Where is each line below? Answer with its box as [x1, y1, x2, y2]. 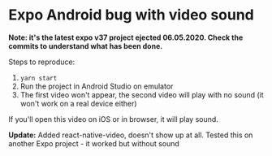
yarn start [19, 74, 58, 82]
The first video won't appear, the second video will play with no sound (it [19, 89, 264, 99]
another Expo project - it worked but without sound [8, 138, 180, 148]
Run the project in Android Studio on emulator [19, 81, 174, 91]
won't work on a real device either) [19, 98, 137, 108]
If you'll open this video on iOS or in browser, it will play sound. [8, 114, 219, 123]
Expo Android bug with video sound [8, 6, 254, 24]
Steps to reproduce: [8, 57, 76, 67]
